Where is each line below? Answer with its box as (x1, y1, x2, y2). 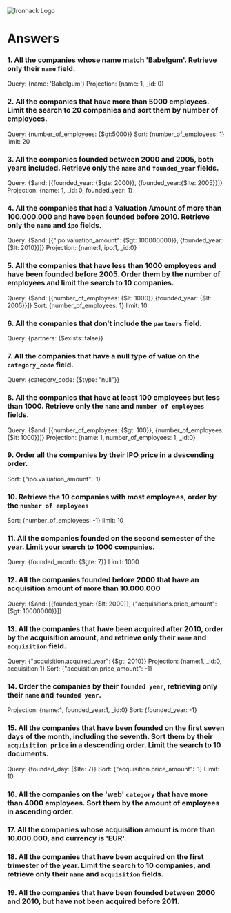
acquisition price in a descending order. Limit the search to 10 (7, 740, 221, 750)
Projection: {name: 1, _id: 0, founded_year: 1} (7, 186, 133, 195)
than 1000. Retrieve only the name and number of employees (7, 401, 205, 411)
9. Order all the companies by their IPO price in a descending (7, 450, 214, 460)
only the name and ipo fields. (7, 221, 102, 230)
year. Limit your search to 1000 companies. (7, 542, 155, 552)
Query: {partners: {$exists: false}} (7, 334, 103, 342)
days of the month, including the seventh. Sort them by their (7, 732, 213, 742)
